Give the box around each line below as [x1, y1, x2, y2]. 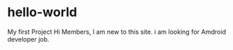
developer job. [7, 35, 50, 43]
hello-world [7, 4, 78, 20]
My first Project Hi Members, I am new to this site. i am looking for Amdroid [7, 27, 227, 36]
